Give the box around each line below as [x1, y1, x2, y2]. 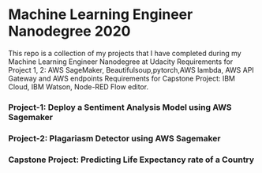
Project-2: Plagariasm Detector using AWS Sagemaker [8, 133, 221, 144]
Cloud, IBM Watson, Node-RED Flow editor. [8, 81, 148, 92]
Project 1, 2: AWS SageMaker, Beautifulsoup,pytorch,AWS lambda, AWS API [8, 65, 254, 74]
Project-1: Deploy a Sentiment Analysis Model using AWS [8, 101, 232, 112]
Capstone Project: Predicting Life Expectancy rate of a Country [8, 154, 255, 165]
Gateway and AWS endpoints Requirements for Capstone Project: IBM [8, 73, 235, 83]
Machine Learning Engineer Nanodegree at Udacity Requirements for [8, 57, 234, 66]
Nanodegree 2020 [8, 22, 131, 40]
